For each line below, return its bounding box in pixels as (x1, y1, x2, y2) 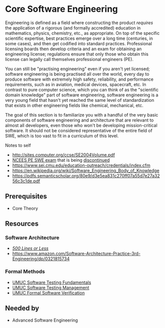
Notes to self (5, 142, 31, 148)
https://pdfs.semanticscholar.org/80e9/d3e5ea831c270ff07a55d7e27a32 (12, 173, 160, 179)
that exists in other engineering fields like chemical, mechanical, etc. (5, 102, 144, 108)
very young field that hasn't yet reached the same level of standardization (5, 97, 155, 103)
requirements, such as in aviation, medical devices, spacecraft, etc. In (5, 81, 146, 87)
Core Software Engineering (5, 3, 118, 15)
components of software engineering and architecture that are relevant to (5, 117, 154, 123)
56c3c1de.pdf (12, 178, 40, 184)
